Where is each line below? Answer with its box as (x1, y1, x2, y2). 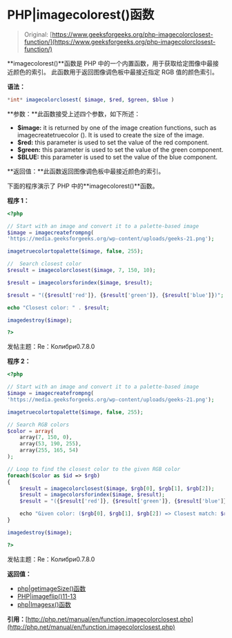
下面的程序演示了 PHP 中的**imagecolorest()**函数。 (7, 182, 159, 190)
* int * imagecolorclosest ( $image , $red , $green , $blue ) (7, 96, 175, 103)
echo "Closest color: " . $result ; (7, 304, 110, 311)
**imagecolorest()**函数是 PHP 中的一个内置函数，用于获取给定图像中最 (7, 59, 213, 67)
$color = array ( (7, 427, 54, 434)
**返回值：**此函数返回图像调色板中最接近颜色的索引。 (7, 167, 165, 175)
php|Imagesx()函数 (17, 600, 71, 608)
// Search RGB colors (7, 421, 70, 428)
